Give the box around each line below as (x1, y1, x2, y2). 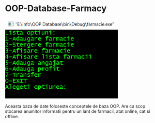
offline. (5, 113, 19, 119)
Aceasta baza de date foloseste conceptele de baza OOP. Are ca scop (5, 103, 146, 109)
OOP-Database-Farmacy (5, 3, 107, 14)
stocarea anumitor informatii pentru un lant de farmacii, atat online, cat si (5, 108, 150, 114)
